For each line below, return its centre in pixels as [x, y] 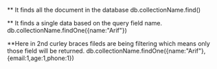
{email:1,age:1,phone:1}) [41, 58]
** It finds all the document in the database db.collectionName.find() [104, 10]
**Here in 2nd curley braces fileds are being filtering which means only [109, 43]
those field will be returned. [46, 51]
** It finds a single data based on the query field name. [85, 23]
